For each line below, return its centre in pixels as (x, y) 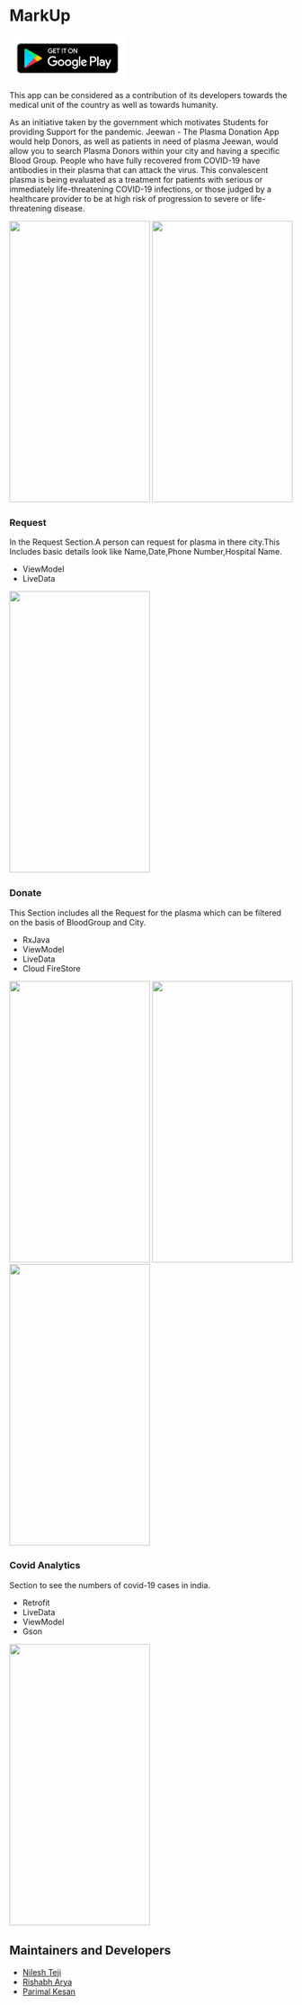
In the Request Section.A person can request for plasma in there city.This (145, 542)
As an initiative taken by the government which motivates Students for (139, 122)
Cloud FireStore (51, 968)
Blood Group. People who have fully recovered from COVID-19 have (135, 160)
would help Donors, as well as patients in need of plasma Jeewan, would (144, 141)
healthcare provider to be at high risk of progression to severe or (129, 198)
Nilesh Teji (41, 1972)
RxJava (36, 939)
